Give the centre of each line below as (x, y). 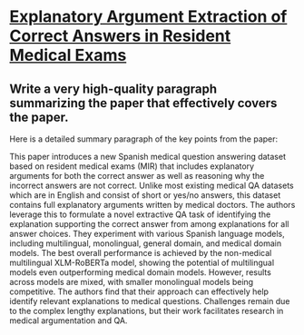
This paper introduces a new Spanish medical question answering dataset (147, 157)
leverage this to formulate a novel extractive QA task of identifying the (140, 214)
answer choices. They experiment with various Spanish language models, (147, 234)
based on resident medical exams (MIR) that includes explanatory (132, 166)
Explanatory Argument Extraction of (148, 17)
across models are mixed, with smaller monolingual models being (132, 282)
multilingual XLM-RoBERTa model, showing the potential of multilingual (142, 262)
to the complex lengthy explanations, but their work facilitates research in (147, 311)
